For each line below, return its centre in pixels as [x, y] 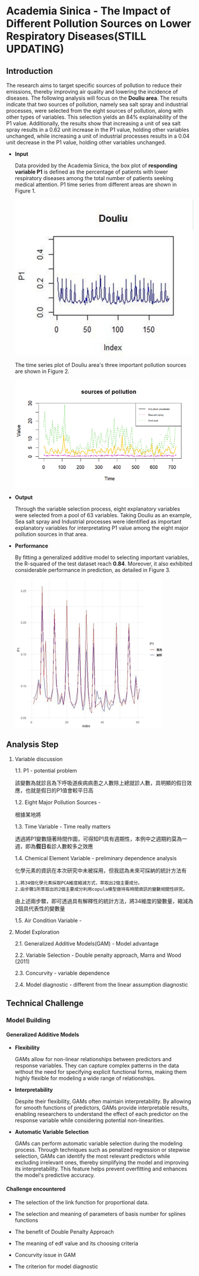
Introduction [30, 71]
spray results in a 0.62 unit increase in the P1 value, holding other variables [98, 130]
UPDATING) [35, 49]
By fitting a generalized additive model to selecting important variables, [102, 557]
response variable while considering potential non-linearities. [89, 1120]
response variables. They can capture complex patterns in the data [97, 1065]
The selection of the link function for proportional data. [82, 1202]
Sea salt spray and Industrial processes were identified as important [98, 522]
